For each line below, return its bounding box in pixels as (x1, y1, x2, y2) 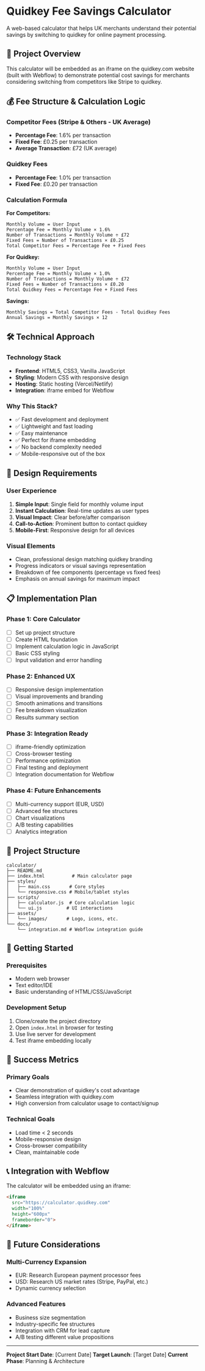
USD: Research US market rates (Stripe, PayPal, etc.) (15, 1278, 148, 1285)
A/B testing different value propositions (15, 1333, 114, 1340)
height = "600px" (12, 1211, 51, 1218)
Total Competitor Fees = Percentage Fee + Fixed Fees (6, 243, 146, 249)
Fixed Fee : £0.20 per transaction (15, 180, 98, 188)
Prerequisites (6, 961, 47, 969)
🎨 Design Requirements (6, 468, 98, 479)
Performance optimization (15, 757, 81, 765)
